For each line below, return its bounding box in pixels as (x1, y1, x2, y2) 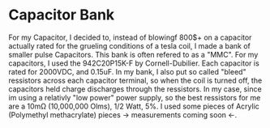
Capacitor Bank (8, 6, 115, 24)
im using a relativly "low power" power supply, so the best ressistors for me (8, 92, 261, 102)
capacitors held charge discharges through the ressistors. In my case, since (8, 83, 262, 94)
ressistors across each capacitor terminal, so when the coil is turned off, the (8, 75, 263, 85)
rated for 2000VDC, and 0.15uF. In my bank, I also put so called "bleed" (8, 66, 246, 76)
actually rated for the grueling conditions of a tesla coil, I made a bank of (8, 41, 251, 50)
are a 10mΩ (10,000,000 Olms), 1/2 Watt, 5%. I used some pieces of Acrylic (8, 101, 259, 111)
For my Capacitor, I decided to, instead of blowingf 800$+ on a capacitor (8, 32, 252, 42)
